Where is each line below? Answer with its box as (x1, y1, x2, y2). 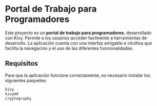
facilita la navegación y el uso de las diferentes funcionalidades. (5, 45, 134, 51)
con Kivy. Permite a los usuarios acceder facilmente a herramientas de (5, 35, 147, 41)
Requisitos (5, 59, 38, 68)
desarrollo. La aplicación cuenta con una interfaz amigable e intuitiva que (5, 40, 152, 46)
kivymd (5, 91, 19, 96)
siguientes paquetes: (5, 77, 47, 83)
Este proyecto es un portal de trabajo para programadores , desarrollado (5, 30, 152, 35)
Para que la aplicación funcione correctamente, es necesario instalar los (5, 72, 150, 78)
